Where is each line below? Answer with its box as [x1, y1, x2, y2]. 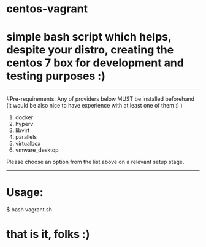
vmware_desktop [15, 146, 59, 154]
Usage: [6, 186, 44, 200]
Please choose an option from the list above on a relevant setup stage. [6, 159, 185, 166]
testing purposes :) [6, 69, 106, 83]
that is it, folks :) [6, 227, 90, 241]
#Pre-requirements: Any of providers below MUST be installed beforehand [6, 95, 195, 103]
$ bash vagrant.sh [6, 206, 53, 213]
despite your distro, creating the [6, 43, 174, 57]
